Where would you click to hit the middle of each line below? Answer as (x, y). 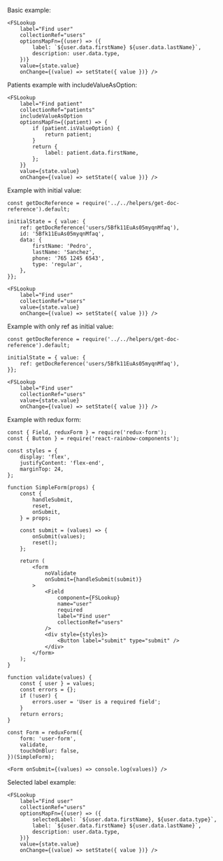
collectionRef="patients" (58, 110)
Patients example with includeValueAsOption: (72, 85)
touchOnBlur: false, (50, 751)
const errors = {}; (48, 689)
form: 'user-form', (48, 738)
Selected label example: (42, 782)
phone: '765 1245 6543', (69, 258)
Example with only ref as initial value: (60, 326)
